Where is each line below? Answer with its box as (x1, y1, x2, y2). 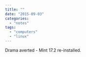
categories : (5, 16, 29, 21)
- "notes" (9, 20, 29, 26)
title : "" (5, 7, 25, 12)
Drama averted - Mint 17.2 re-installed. (5, 47, 81, 53)
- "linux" (9, 34, 29, 39)
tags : (5, 25, 16, 30)
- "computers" (9, 29, 38, 34)
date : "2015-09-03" (5, 12, 44, 16)
